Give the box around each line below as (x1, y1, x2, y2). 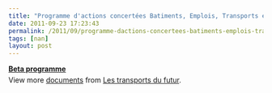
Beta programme (8, 64, 66, 74)
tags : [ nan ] (8, 34, 49, 43)
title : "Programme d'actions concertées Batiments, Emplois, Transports (8, 11, 259, 20)
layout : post (8, 42, 53, 50)
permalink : (8, 27, 45, 35)
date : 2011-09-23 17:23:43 (8, 19, 100, 27)
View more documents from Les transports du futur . (8, 75, 182, 85)
